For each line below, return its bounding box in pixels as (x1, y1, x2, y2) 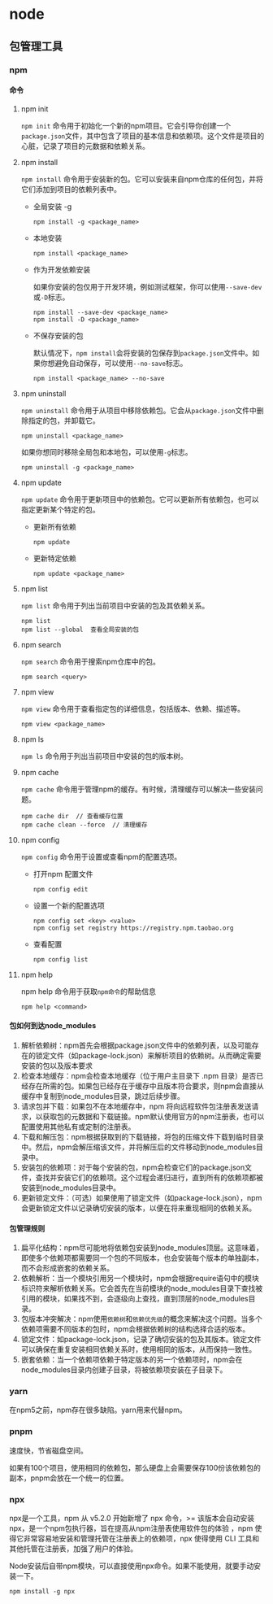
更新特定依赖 (32, 553, 76, 563)
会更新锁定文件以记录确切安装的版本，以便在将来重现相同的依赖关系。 (20, 1203, 257, 1213)
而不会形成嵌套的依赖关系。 (20, 1263, 115, 1273)
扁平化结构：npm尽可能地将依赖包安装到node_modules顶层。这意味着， (20, 1243, 263, 1253)
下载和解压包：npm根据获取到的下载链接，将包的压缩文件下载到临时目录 (20, 1131, 264, 1141)
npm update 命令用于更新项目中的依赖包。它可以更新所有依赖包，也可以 (20, 494, 259, 504)
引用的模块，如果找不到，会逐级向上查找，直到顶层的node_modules (20, 1294, 249, 1304)
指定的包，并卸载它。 (28, 416, 100, 425)
